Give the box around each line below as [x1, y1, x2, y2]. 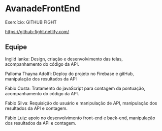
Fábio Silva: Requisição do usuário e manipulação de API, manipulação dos [5, 100, 158, 106]
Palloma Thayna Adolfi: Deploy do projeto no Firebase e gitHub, [5, 71, 134, 77]
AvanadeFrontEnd [5, 3, 80, 14]
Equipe [5, 43, 27, 52]
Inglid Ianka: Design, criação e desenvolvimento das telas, [5, 56, 123, 62]
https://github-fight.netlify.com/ [5, 28, 69, 34]
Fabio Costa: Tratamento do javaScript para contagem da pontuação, [5, 85, 145, 91]
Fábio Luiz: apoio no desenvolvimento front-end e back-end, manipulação [5, 115, 156, 121]
